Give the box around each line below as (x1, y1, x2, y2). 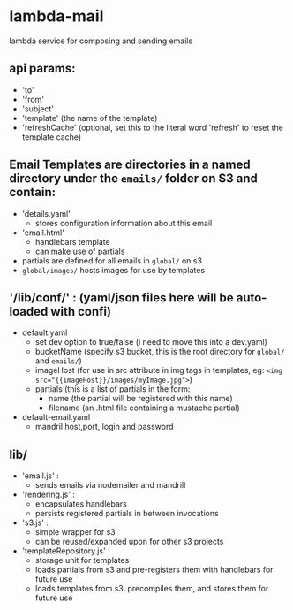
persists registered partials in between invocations (34, 508, 219, 519)
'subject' (21, 103, 55, 114)
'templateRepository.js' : (21, 545, 110, 556)
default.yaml (21, 327, 68, 338)
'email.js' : (21, 470, 59, 481)
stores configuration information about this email (34, 217, 213, 228)
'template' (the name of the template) (21, 112, 158, 123)
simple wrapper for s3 (34, 527, 116, 538)
